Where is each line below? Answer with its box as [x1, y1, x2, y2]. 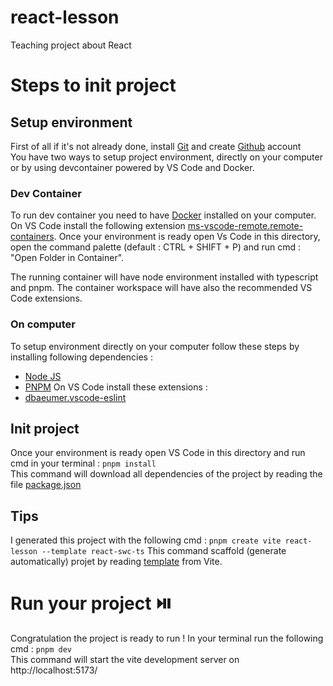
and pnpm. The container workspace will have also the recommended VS [10, 282, 313, 294]
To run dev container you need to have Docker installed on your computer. [10, 209, 317, 221]
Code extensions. [10, 292, 83, 305]
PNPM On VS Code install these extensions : [24, 381, 208, 393]
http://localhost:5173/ [10, 664, 98, 676]
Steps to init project [10, 74, 177, 97]
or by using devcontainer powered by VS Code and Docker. [10, 161, 255, 173]
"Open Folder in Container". [10, 252, 125, 264]
